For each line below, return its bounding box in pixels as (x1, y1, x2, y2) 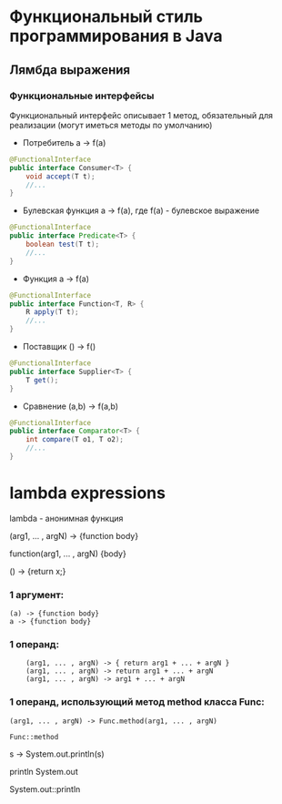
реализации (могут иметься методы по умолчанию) (9, 119, 213, 130)
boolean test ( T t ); (25, 239, 100, 249)
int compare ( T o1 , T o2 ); (25, 435, 125, 444)
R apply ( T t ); (25, 308, 79, 317)
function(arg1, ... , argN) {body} (9, 548, 127, 559)
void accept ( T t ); (25, 171, 96, 181)
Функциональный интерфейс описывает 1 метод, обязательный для (9, 109, 273, 120)
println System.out (9, 766, 79, 777)
